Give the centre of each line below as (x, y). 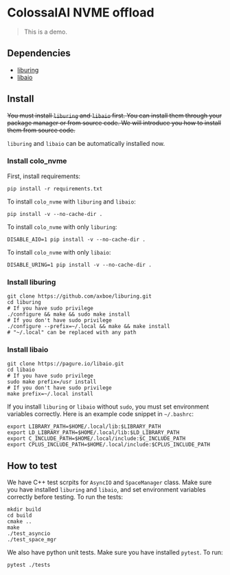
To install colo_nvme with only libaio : (59, 252)
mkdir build (24, 510)
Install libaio (28, 350)
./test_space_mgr (32, 540)
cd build (20, 516)
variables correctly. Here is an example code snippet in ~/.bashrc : (101, 414)
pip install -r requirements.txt (55, 188)
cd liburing (24, 303)
